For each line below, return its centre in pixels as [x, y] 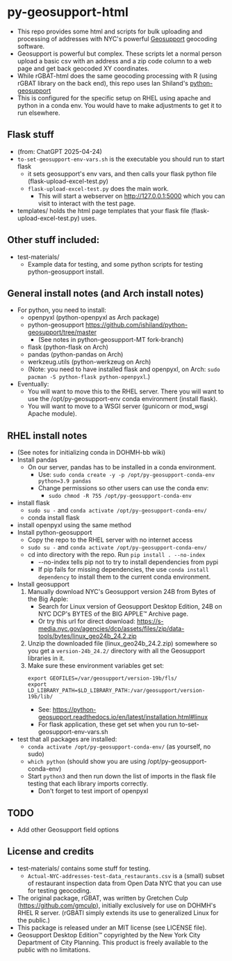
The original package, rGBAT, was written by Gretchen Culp [103, 898]
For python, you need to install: [61, 310]
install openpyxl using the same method [74, 525]
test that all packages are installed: [67, 740]
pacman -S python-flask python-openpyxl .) [89, 377]
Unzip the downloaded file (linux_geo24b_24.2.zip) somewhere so [122, 643]
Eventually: [33, 384]
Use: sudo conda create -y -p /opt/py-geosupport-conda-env [126, 475]
